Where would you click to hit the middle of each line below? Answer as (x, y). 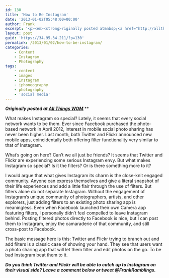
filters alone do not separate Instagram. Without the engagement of (75, 192)
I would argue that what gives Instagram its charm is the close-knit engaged (84, 176)
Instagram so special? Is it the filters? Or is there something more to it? (78, 166)
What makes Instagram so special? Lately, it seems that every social (76, 119)
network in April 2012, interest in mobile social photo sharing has (86, 129)
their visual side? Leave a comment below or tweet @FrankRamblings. (80, 270)
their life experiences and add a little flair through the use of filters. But (78, 186)
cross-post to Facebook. (31, 229)
